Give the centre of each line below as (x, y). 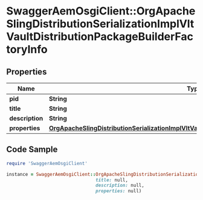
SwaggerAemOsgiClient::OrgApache (101, 11)
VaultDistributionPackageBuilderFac (100, 37)
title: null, (112, 180)
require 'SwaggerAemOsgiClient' (47, 163)
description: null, (120, 186)
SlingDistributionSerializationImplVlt (100, 24)
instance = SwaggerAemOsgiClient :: (51, 174)
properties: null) (119, 191)
